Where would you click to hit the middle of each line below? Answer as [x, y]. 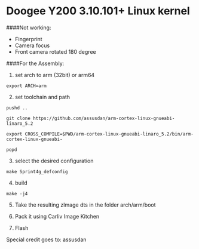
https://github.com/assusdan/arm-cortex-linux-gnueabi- [104, 118]
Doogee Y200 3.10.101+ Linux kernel [98, 11]
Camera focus [32, 45]
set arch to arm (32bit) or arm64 [55, 75]
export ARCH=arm [26, 86]
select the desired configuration [54, 161]
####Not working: [29, 27]
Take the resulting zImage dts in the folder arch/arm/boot [85, 205]
